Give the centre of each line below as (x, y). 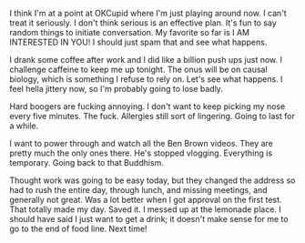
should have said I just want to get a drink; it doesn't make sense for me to (149, 219)
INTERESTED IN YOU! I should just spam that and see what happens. (138, 42)
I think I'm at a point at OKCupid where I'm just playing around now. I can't (148, 13)
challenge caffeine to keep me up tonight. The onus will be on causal (138, 69)
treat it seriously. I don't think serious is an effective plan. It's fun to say (143, 23)
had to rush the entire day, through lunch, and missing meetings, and (138, 190)
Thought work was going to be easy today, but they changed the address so (152, 180)
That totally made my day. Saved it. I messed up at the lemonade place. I (146, 209)
